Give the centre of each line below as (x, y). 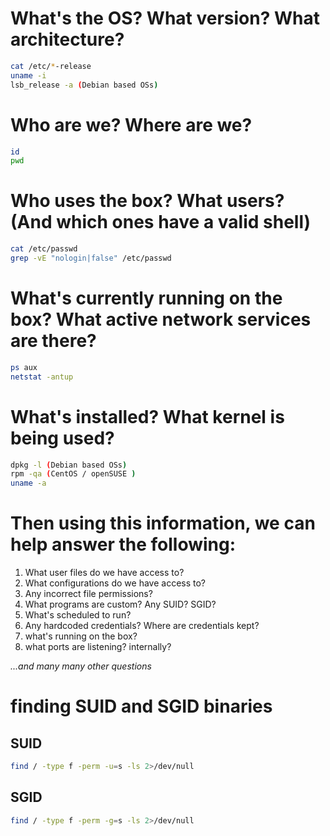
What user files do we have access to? (104, 573)
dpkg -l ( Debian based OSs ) (69, 465)
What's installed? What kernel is (147, 416)
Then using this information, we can (163, 523)
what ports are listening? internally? (98, 647)
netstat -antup (42, 377)
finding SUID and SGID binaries (141, 706)
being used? (62, 438)
